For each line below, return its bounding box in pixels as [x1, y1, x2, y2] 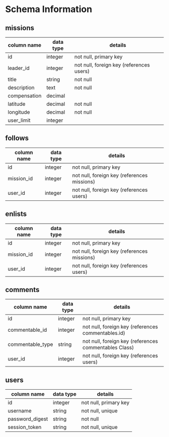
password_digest [8, 415, 48, 422]
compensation [8, 92, 42, 99]
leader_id [8, 64, 30, 71]
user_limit [8, 117, 31, 124]
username [8, 407, 32, 414]
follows [5, 134, 29, 142]
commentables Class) [82, 344, 134, 351]
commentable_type [8, 341, 53, 348]
